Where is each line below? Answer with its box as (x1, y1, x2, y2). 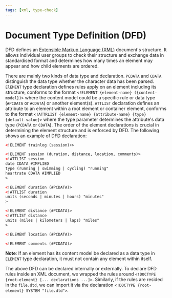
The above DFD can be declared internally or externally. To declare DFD (5, 266, 157, 272)
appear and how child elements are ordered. (5, 62, 99, 69)
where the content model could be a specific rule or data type (25, 94, 156, 100)
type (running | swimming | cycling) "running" (5, 166, 109, 172)
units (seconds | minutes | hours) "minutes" (5, 194, 104, 200)
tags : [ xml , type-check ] (5, 7, 58, 13)
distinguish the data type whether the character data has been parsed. (5, 78, 155, 84)
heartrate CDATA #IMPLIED (5, 171, 60, 176)
